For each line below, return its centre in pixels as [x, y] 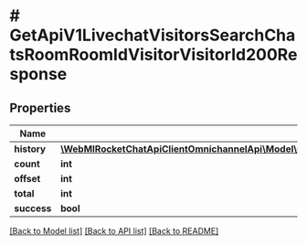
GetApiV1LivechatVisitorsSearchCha [153, 35]
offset [27, 179]
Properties [40, 107]
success [33, 208]
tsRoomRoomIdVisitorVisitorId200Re [153, 55]
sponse [38, 75]
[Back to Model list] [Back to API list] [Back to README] [114, 231]
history [30, 149]
